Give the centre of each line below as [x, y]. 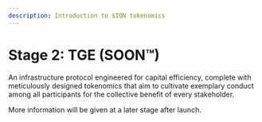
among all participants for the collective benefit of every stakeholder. [121, 94]
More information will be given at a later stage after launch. [105, 109]
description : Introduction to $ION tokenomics [87, 16]
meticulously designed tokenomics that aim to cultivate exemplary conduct [131, 85]
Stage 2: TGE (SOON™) [84, 55]
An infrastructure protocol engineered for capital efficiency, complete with [130, 77]
